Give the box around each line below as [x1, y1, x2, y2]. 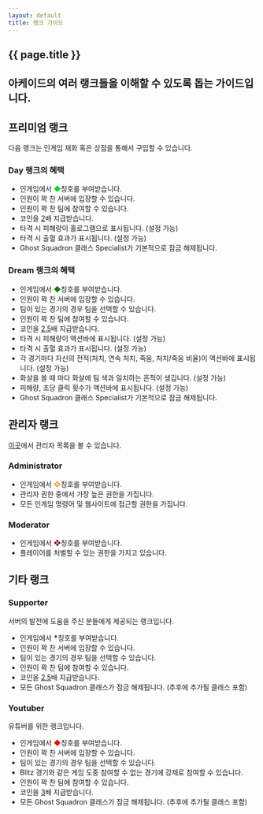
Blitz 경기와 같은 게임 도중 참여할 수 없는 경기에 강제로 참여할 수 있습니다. [19, 768, 243, 777]
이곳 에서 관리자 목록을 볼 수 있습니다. [8, 440, 122, 450]
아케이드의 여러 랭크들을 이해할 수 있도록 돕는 [8, 76, 214, 91]
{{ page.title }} [8, 48, 81, 61]
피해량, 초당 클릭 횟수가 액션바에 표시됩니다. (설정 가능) [19, 383, 189, 392]
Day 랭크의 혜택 [8, 165, 65, 176]
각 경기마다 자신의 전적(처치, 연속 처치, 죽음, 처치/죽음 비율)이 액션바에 [19, 353, 235, 362]
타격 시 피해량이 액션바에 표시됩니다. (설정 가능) [19, 333, 166, 343]
